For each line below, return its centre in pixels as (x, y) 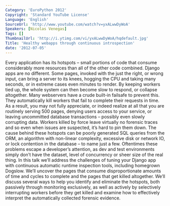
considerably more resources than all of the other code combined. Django (82, 68)
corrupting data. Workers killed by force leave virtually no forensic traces (82, 122)
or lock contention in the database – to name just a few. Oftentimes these (81, 144)
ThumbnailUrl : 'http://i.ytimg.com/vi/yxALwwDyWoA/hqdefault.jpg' (77, 39)
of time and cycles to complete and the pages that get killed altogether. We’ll (85, 176)
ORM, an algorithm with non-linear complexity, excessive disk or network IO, (85, 138)
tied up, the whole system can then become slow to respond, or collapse (81, 89)
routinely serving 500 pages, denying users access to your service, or (79, 111)
